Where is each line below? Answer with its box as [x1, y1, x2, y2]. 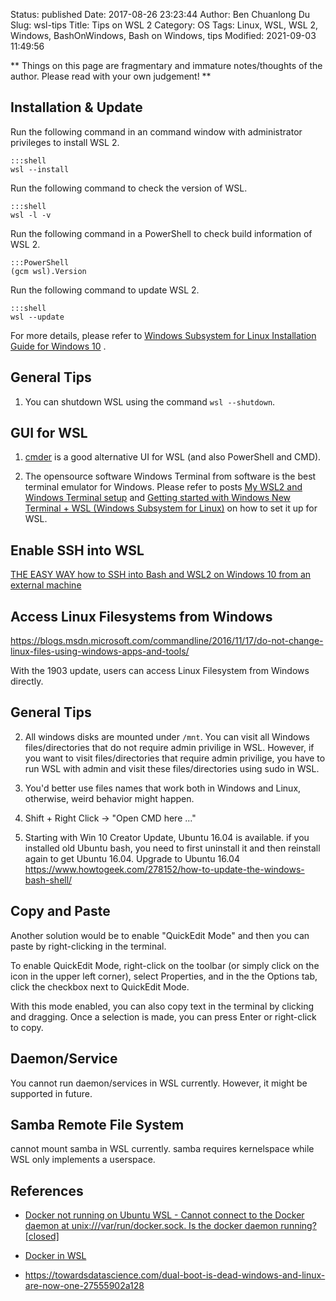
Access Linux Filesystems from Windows [10, 608, 273, 625]
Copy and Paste [10, 903, 111, 920]
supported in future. [10, 1087, 93, 1099]
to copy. [10, 1021, 44, 1033]
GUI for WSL [10, 425, 88, 442]
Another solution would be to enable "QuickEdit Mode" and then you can [10, 929, 310, 941]
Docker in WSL [24, 1250, 87, 1262]
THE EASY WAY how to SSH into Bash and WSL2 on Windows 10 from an [10, 569, 312, 581]
